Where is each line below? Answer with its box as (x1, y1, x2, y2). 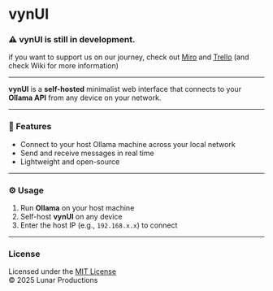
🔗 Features (8, 121, 52, 132)
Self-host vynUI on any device (19, 212, 123, 222)
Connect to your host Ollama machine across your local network (19, 139, 236, 149)
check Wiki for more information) (8, 61, 119, 71)
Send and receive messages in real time (19, 148, 154, 158)
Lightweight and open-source (19, 156, 120, 167)
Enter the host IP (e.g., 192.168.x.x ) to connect (19, 220, 178, 230)
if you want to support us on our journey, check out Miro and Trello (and (8, 52, 249, 62)
